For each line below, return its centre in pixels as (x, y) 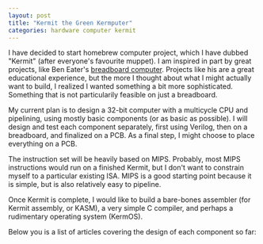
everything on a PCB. (43, 144)
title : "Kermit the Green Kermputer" (71, 23)
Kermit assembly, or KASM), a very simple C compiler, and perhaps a (121, 208)
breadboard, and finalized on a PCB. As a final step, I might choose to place (131, 135)
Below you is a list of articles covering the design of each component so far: (132, 232)
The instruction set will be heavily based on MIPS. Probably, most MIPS (124, 159)
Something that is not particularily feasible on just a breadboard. (113, 95)
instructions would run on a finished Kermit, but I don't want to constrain (126, 168)
